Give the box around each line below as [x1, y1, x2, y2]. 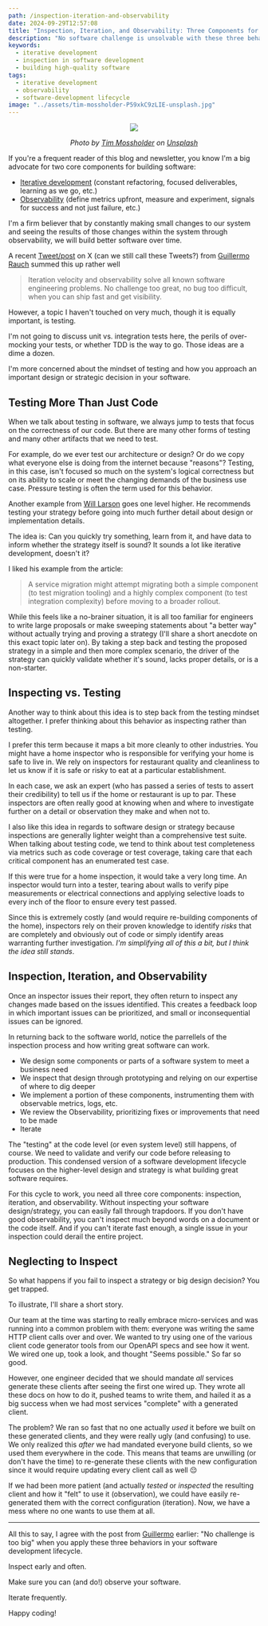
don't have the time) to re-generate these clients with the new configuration [8, 1457, 258, 1467]
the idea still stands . [8, 946, 75, 956]
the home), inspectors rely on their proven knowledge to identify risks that [8, 921, 252, 931]
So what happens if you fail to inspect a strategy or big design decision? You [8, 1276, 260, 1285]
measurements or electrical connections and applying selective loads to [8, 888, 245, 898]
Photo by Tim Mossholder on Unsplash [70, 138, 198, 148]
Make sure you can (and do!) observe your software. [8, 1577, 181, 1587]
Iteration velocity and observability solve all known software [27, 275, 226, 285]
